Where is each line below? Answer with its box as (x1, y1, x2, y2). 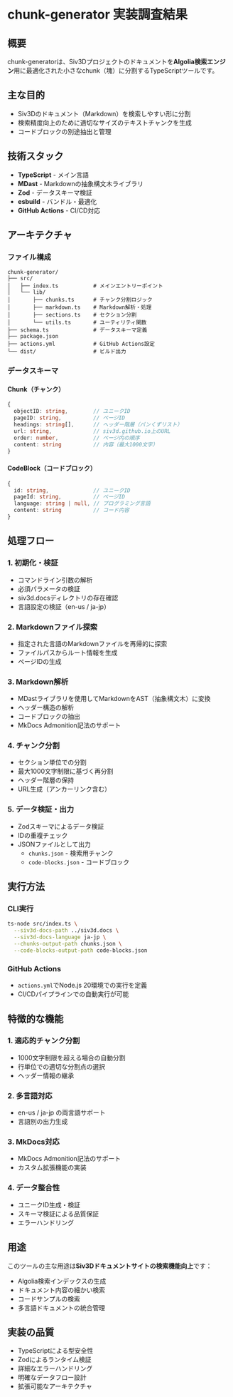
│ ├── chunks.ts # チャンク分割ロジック (7, 297, 153, 304)
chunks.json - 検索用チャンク (28, 849, 114, 857)
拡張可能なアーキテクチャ (17, 1382, 92, 1391)
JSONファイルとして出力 (17, 839, 91, 849)
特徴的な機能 (7, 1013, 64, 1025)
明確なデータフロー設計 (17, 1373, 87, 1382)
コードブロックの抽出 (17, 712, 80, 721)
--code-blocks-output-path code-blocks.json (13, 946, 148, 954)
